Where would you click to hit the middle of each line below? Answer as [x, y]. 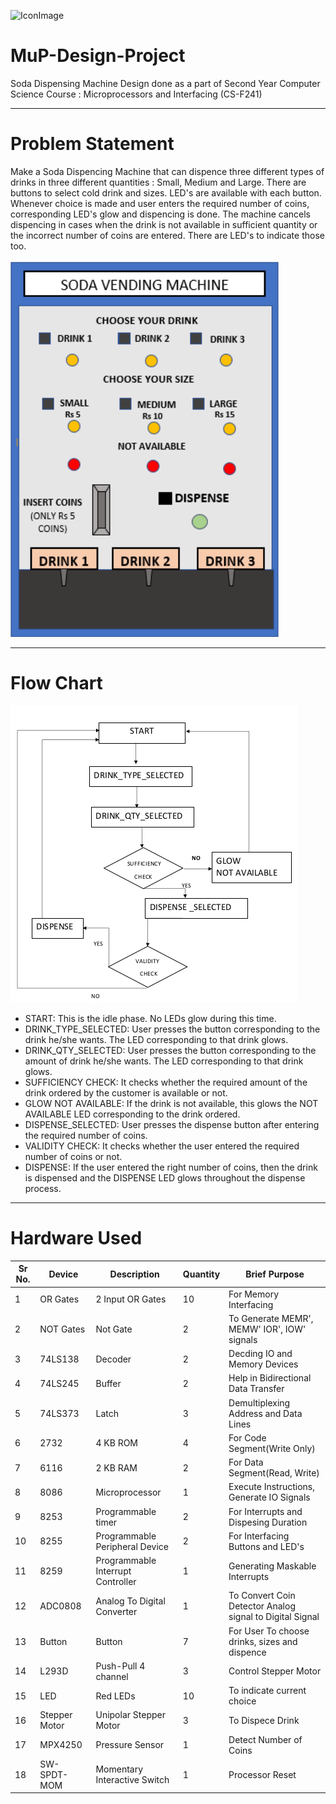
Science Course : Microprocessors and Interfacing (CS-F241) [136, 94]
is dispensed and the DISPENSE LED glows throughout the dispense [165, 1177]
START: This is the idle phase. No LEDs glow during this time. [150, 1018]
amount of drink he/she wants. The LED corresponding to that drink [164, 1061]
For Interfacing [259, 1536]
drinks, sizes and [263, 1641]
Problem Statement [92, 144]
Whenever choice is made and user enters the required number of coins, [160, 203]
